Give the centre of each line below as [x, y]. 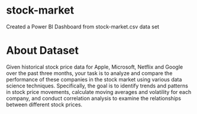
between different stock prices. [44, 105]
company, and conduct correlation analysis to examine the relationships [94, 98]
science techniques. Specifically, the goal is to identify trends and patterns [97, 86]
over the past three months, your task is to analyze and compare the [89, 73]
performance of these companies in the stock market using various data [94, 79]
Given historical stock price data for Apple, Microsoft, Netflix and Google [95, 67]
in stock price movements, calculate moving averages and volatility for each [99, 92]
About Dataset [42, 51]
